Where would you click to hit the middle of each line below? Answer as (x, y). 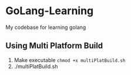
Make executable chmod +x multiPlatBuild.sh (70, 60)
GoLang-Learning (50, 11)
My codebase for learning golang (46, 27)
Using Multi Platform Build (54, 46)
